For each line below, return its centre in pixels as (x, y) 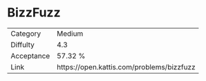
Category (26, 34)
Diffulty (22, 45)
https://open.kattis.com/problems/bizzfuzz (126, 67)
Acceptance (30, 56)
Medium (70, 34)
